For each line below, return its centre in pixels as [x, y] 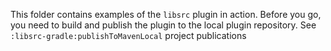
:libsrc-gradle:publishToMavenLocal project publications [128, 35]
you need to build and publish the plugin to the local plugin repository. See [163, 25]
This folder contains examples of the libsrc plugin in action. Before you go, [166, 14]
